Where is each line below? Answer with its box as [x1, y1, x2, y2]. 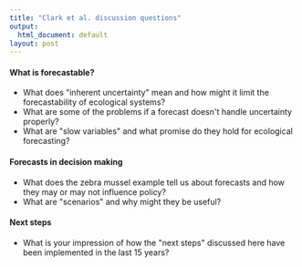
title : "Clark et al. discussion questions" [9, 13, 182, 23]
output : [9, 22, 39, 31]
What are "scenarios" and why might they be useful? [22, 196, 222, 207]
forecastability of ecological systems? [22, 97, 166, 108]
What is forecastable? [9, 67, 95, 77]
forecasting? [22, 136, 70, 147]
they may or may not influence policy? [22, 186, 167, 197]
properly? [22, 116, 59, 128]
